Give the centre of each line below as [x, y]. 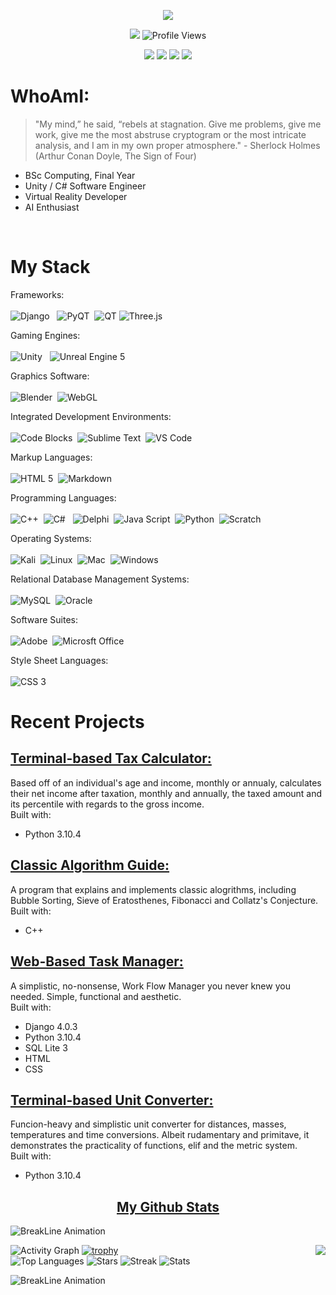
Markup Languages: [51, 457]
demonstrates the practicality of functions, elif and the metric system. [154, 1146]
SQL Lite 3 [46, 1047]
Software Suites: [44, 619]
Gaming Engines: [45, 335]
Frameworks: [37, 294]
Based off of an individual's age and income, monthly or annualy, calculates [166, 782]
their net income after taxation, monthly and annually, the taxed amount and [166, 793]
